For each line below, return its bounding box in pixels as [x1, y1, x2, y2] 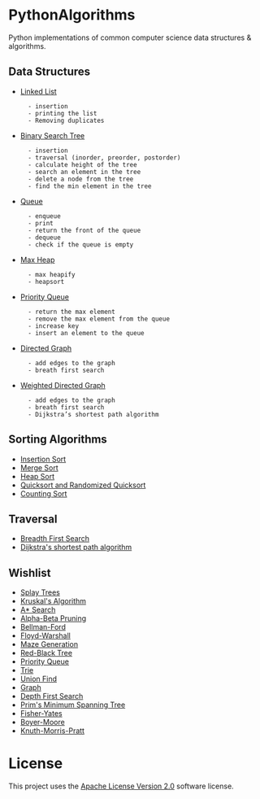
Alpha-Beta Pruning [19, 613, 87, 623]
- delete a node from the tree [28, 175, 134, 183]
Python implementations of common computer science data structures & [8, 33, 252, 42]
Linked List [19, 86, 57, 96]
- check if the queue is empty [28, 240, 134, 249]
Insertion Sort [19, 454, 67, 464]
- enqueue [28, 212, 61, 220]
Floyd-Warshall [19, 631, 71, 640]
